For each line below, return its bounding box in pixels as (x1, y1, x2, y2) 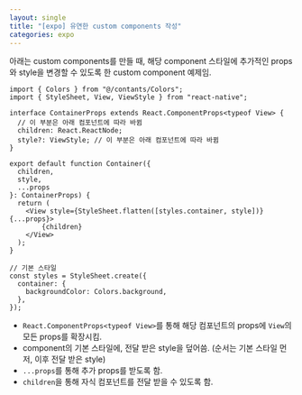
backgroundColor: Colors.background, (25, 288, 168, 297)
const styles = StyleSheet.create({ (9, 271, 147, 280)
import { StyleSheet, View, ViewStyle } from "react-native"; (9, 93, 248, 102)
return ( (17, 199, 50, 208)
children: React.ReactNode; (17, 126, 124, 135)
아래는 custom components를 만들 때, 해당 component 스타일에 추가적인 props (9, 56, 293, 67)
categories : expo (9, 30, 75, 39)
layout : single (9, 13, 67, 23)
